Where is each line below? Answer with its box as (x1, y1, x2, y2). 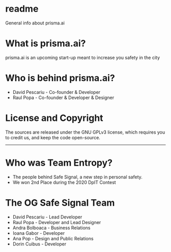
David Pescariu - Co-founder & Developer (12, 89, 101, 95)
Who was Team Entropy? (5, 157, 113, 168)
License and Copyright (5, 112, 103, 123)
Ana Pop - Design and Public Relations (12, 235, 94, 241)
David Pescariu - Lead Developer (12, 214, 82, 220)
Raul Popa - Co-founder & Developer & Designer (12, 94, 115, 101)
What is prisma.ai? (5, 38, 86, 49)
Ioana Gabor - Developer (12, 230, 65, 236)
